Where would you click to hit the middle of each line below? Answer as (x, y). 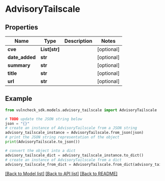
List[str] (50, 49)
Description (78, 41)
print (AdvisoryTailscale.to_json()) (42, 142)
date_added (22, 57)
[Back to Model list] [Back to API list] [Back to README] (61, 174)
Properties (22, 27)
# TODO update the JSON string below (44, 119)
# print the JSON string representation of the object (62, 137)
